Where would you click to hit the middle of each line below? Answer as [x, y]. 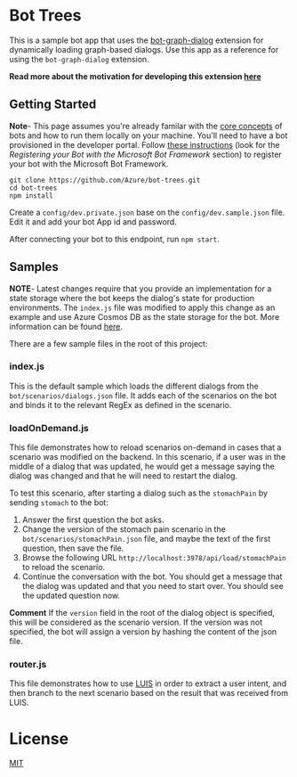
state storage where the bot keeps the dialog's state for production [132, 298]
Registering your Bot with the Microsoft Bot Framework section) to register [145, 154]
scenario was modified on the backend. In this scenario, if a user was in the [148, 457]
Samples [34, 267]
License [39, 738]
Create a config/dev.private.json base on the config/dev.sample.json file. [147, 212]
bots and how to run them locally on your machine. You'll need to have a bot [148, 135]
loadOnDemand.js [49, 428]
